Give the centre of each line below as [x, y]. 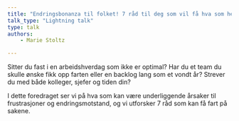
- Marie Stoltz [43, 41]
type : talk [23, 27]
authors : [20, 34]
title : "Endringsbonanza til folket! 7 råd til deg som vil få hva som [116, 14]
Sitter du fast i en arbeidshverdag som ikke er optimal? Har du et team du [115, 67]
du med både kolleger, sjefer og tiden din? [69, 82]
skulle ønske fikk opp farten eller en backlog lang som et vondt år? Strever [116, 75]
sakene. [19, 111]
